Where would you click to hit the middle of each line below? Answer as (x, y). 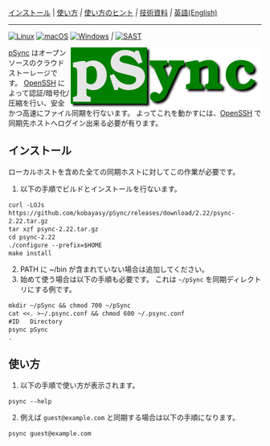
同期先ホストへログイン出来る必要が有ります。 (86, 123)
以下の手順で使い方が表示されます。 (80, 385)
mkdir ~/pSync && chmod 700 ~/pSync (70, 305)
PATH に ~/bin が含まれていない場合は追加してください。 (114, 269)
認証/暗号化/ (49, 93)
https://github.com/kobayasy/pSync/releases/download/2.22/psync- (122, 213)
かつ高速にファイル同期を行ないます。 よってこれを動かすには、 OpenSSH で (135, 113)
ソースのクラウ (33, 63)
